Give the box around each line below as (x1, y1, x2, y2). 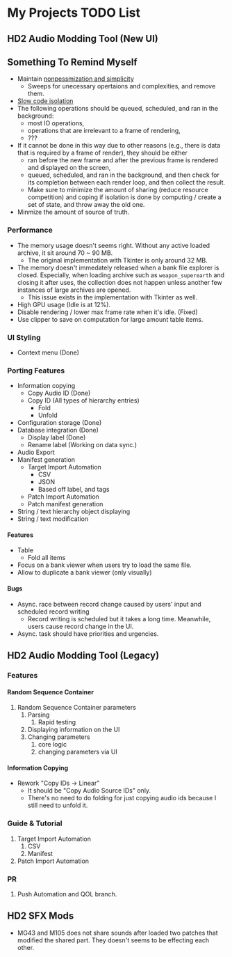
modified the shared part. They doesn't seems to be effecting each (17, 935, 210, 944)
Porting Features (7, 366, 65, 375)
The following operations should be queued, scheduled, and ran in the (17, 104, 219, 113)
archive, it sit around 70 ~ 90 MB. (17, 249, 113, 257)
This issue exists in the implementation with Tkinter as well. (27, 293, 198, 301)
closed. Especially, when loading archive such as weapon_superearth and (17, 270, 224, 279)
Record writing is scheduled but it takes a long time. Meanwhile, (27, 614, 211, 623)
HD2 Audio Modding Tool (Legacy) (7, 650, 160, 662)
